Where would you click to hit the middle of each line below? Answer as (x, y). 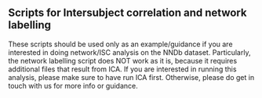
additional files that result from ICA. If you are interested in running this (122, 69)
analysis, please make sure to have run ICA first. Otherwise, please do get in (131, 77)
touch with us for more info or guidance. (73, 85)
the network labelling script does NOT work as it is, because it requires (123, 60)
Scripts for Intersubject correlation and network (127, 13)
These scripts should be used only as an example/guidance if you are (120, 44)
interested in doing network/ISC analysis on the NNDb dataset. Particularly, (129, 52)
